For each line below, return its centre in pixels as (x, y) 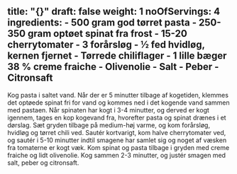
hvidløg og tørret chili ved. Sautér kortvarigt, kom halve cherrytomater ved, (117, 132)
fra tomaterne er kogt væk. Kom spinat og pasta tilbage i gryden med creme (118, 147)
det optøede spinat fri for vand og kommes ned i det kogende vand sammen (118, 103)
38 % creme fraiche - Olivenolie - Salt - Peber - (113, 67)
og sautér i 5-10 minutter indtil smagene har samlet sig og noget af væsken (117, 140)
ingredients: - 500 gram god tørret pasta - (102, 23)
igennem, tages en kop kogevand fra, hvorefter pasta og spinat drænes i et (117, 117)
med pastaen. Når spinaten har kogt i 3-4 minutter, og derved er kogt (108, 110)
